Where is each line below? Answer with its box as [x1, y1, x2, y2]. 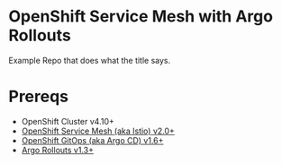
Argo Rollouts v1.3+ [21, 144, 94, 155]
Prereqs [8, 87, 69, 107]
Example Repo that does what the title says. [8, 55, 171, 65]
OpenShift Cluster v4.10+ [21, 116, 114, 126]
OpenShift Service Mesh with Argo [8, 6, 274, 27]
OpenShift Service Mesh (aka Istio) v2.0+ [21, 125, 175, 136]
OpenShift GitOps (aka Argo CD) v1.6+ [21, 134, 164, 145]
